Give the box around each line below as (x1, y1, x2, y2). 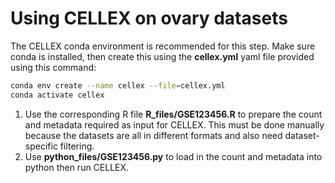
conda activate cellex (10, 90, 105, 100)
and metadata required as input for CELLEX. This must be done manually (24, 118, 325, 131)
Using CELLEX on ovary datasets (10, 7, 288, 30)
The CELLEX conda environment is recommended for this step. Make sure (10, 40, 316, 52)
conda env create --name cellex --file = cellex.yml (10, 80, 226, 91)
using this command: (10, 61, 97, 73)
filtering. (59, 140, 95, 152)
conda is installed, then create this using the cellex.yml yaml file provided (10, 50, 315, 62)
